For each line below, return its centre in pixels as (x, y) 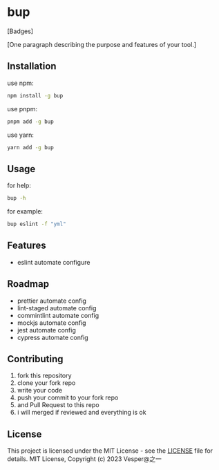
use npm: (20, 83)
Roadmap (28, 284)
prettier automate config (51, 301)
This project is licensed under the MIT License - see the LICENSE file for (110, 451)
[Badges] (20, 31)
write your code (40, 391)
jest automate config (46, 330)
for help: (19, 186)
